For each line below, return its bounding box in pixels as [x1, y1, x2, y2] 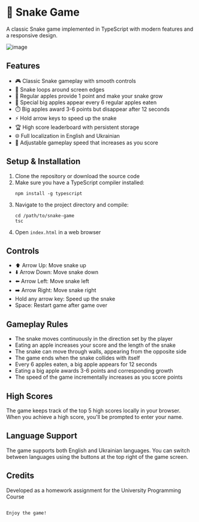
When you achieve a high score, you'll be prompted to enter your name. [6, 414, 183, 420]
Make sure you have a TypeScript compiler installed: [14, 179, 145, 186]
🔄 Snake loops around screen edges [14, 85, 105, 93]
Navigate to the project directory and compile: [14, 201, 129, 208]
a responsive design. [6, 31, 58, 39]
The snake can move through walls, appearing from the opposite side [14, 348, 187, 355]
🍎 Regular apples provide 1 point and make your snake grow [14, 92, 163, 99]
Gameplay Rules [6, 319, 68, 329]
